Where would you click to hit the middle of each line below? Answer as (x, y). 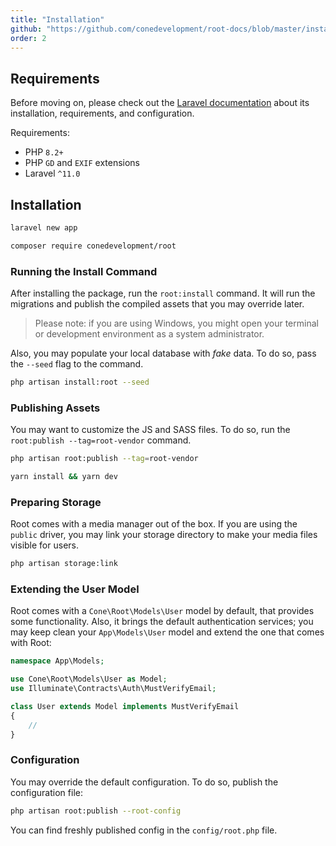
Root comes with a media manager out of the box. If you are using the (154, 524)
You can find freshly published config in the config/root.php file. (144, 830)
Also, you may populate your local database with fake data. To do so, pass (163, 353)
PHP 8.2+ (44, 152)
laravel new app (44, 228)
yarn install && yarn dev (64, 477)
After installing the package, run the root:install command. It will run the (163, 293)
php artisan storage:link (64, 564)
